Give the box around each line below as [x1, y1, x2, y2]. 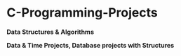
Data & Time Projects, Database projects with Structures [6, 41, 175, 49]
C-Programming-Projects [6, 5, 159, 21]
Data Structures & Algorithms [6, 28, 94, 36]
